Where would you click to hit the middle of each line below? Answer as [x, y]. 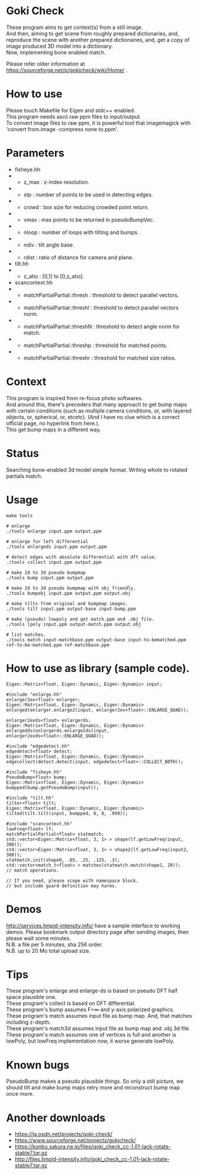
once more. [20, 1094]
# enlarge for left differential [47, 541]
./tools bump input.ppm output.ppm [50, 577]
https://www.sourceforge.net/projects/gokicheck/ [75, 1140]
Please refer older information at [46, 64]
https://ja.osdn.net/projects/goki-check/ [64, 1134]
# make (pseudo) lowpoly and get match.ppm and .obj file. [80, 619]
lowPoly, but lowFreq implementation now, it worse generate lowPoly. [90, 1041]
